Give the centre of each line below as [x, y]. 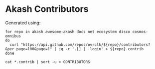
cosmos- [140, 32]
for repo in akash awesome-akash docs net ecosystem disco [68, 32]
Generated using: [23, 23]
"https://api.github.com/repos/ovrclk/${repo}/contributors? [85, 45]
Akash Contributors [47, 9]
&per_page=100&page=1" [29, 49]
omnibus [13, 36]
